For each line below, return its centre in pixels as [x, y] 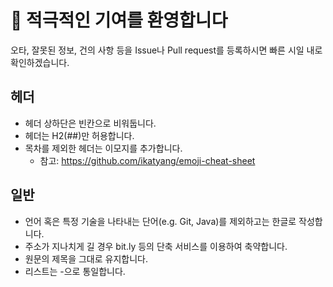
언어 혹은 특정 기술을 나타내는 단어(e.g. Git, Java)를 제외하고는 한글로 [160, 221]
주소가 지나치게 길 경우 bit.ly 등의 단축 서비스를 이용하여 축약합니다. [156, 246]
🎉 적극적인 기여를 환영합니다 [119, 20]
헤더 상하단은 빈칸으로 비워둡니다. [90, 123]
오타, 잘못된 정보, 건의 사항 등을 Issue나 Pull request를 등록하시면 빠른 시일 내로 [166, 50]
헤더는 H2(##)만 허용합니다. [79, 135]
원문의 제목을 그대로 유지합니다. [86, 258]
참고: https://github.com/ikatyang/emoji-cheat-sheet [147, 160]
